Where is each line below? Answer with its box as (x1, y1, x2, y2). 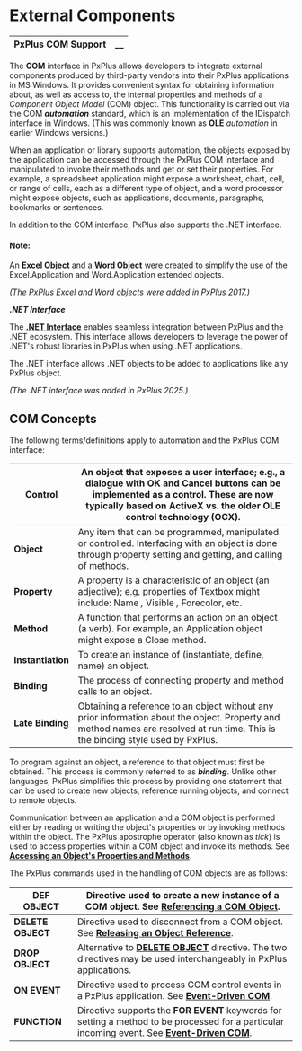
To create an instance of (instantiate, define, (77, 648, 264, 660)
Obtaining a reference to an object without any (77, 700, 274, 712)
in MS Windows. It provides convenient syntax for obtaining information (9, 79, 274, 90)
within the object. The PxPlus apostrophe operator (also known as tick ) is (9, 831, 280, 842)
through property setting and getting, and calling (77, 548, 283, 561)
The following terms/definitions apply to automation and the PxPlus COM (9, 435, 280, 446)
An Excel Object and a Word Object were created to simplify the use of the (9, 260, 288, 270)
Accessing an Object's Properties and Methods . (9, 850, 192, 861)
